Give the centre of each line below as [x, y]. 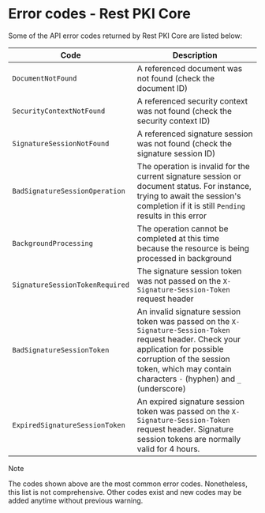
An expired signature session [190, 402]
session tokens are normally [189, 439]
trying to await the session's [189, 196]
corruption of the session [183, 359]
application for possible [180, 349]
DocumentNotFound [45, 78]
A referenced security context [192, 101]
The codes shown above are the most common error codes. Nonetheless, [128, 484]
